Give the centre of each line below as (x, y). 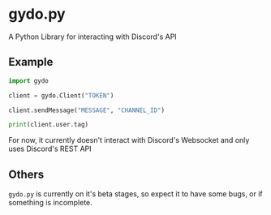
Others (26, 174)
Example (31, 62)
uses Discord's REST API (50, 149)
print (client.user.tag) (49, 125)
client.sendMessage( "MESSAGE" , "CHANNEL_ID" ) (86, 110)
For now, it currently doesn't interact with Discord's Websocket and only (129, 140)
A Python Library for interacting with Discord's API (92, 37)
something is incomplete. (51, 203)
